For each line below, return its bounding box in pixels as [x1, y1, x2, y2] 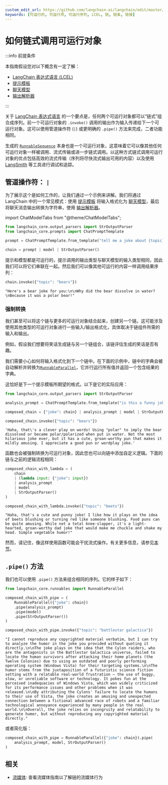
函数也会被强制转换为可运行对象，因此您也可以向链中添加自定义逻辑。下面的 [5, 450, 163, 456]
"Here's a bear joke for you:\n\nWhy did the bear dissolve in [5, 288, 140, 294]
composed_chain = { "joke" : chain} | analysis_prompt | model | [5, 409, 140, 414]
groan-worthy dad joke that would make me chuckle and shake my [25, 526, 162, 531]
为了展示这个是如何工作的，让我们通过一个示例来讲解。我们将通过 [5, 192, 141, 198]
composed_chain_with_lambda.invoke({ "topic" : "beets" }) [5, 503, 124, 509]
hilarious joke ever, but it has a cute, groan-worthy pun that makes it [5, 436, 162, 441]
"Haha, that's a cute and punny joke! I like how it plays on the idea [5, 513, 157, 518]
